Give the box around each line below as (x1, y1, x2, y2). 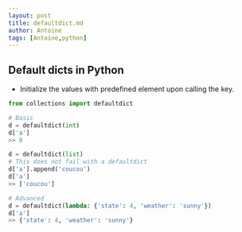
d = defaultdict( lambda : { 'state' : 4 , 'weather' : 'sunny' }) (8, 202, 213, 210)
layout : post (8, 11, 52, 20)
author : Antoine (8, 26, 62, 34)
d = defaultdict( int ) (8, 121, 80, 130)
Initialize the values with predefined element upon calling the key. (19, 84, 235, 94)
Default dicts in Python (8, 63, 125, 76)
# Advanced (8, 194, 45, 203)
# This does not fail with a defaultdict (8, 158, 148, 166)
